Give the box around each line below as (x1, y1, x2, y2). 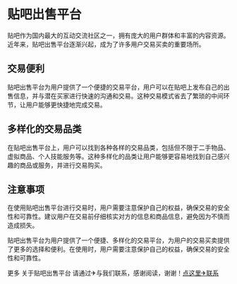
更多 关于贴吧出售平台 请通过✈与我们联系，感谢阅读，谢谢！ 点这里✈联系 (7, 269, 219, 278)
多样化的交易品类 (7, 123, 82, 135)
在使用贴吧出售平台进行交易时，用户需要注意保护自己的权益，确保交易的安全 (7, 203, 230, 212)
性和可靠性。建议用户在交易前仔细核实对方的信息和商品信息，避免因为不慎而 (7, 213, 230, 221)
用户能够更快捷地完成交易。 (25, 100, 107, 109)
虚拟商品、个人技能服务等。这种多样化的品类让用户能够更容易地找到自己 (7, 152, 217, 160)
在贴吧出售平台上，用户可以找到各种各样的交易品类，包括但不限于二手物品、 (7, 143, 230, 152)
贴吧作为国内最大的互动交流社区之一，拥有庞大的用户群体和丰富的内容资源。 (7, 31, 230, 40)
